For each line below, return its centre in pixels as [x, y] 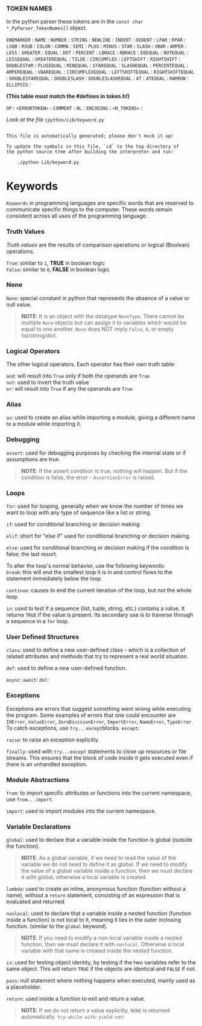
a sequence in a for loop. [38, 621]
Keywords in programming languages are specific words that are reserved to [100, 203]
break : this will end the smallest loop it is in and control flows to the [90, 572]
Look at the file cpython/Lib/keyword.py [55, 120]
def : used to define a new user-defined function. [67, 668]
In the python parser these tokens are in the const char [75, 22]
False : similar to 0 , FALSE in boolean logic [58, 269]
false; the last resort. [32, 554]
